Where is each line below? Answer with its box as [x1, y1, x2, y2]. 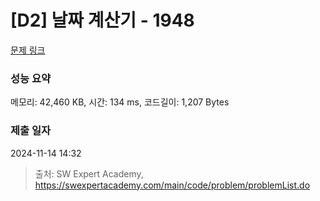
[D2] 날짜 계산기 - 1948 [10, 9, 195, 32]
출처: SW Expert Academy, [34, 167, 144, 180]
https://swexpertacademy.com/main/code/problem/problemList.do [34, 179, 311, 191]
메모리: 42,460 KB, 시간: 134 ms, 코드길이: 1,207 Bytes [10, 96, 230, 108]
